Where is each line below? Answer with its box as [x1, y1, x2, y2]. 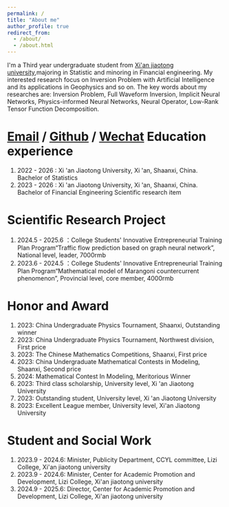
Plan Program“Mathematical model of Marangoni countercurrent [17, 266, 199, 275]
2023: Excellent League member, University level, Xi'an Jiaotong [17, 401, 201, 409]
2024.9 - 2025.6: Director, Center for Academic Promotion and [17, 484, 195, 493]
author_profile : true [7, 23, 69, 30]
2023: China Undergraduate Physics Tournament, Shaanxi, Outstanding [17, 321, 220, 329]
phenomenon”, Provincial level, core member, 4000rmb [17, 274, 174, 282]
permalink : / [7, 10, 45, 17]
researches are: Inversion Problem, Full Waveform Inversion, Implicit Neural [7, 90, 220, 98]
